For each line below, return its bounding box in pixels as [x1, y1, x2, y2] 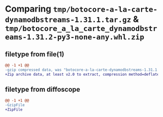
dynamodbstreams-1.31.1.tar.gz [5, 16, 131, 25]
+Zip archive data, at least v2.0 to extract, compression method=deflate [5, 72, 160, 77]
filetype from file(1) [5, 50, 65, 58]
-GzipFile [5, 103, 25, 108]
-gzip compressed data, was [5, 67, 62, 72]
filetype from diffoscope [5, 85, 81, 94]
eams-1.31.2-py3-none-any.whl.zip [5, 33, 145, 42]
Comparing [5, 3, 51, 15]
